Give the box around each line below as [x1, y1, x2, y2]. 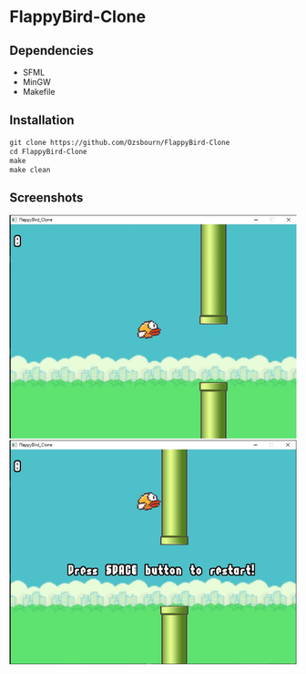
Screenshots [9, 190, 84, 206]
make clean [9, 165, 51, 174]
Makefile [22, 87, 56, 97]
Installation [9, 112, 75, 129]
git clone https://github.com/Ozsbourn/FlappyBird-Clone [9, 138, 230, 147]
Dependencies [9, 43, 94, 58]
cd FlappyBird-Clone [9, 147, 88, 156]
